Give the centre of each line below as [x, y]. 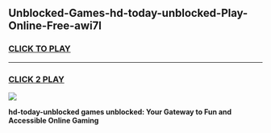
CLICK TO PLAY [40, 49]
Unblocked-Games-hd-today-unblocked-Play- [128, 13]
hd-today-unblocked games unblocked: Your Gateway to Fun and [120, 111]
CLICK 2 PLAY [36, 79]
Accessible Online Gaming [54, 120]
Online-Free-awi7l [55, 26]
